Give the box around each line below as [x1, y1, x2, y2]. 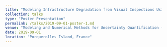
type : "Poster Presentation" [5, 16, 66, 21]
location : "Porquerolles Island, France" [5, 35, 92, 40]
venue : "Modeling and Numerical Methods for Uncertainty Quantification [5, 25, 159, 30]
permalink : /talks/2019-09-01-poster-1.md [5, 21, 94, 26]
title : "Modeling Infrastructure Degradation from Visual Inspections [5, 7, 155, 12]
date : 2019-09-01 [5, 30, 41, 35]
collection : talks [5, 12, 43, 17]
